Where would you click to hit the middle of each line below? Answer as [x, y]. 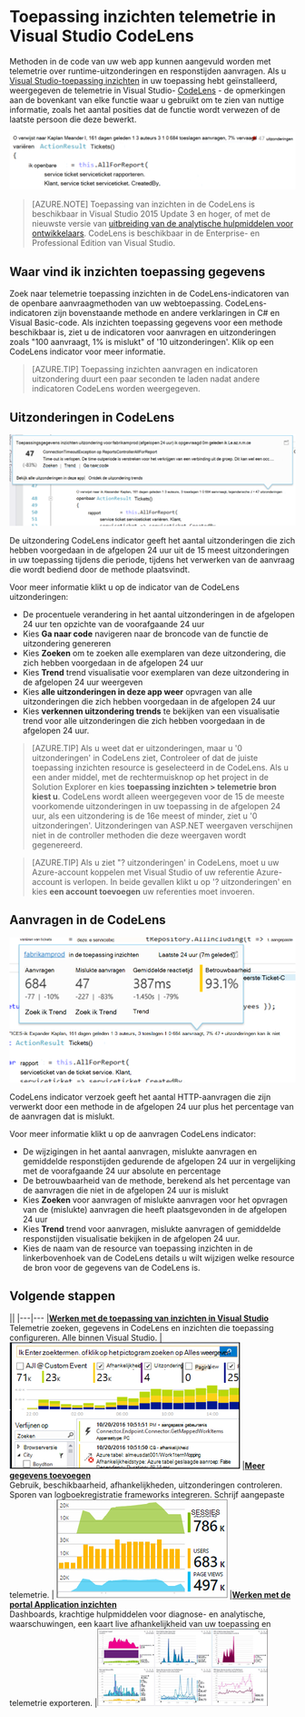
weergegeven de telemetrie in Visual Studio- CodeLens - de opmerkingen [148, 90]
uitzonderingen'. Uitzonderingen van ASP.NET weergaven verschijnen [162, 825]
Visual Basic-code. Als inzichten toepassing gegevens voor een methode [146, 323]
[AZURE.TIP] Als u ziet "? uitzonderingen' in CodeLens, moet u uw [155, 862]
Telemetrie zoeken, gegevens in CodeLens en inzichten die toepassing [142, 1327]
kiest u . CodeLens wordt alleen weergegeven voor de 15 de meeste [158, 796]
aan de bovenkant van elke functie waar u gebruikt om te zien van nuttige [147, 100]
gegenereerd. [57, 845]
